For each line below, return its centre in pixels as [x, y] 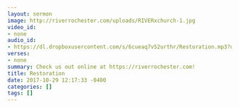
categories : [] [30, 87]
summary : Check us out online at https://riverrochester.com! [101, 67]
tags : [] [20, 93]
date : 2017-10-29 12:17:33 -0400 [57, 80]
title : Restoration [36, 73]
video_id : [22, 27]
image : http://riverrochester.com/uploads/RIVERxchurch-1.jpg [101, 21]
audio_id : [22, 40]
